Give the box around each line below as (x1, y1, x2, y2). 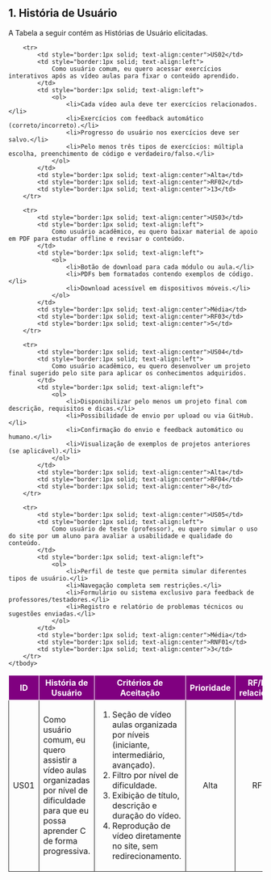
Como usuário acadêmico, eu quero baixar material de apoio (51, 227, 258, 235)
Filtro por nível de (112, 769, 179, 781)
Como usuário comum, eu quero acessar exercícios (51, 65, 222, 73)
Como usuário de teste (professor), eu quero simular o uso (51, 525, 258, 533)
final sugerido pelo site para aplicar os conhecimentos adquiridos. (8, 369, 248, 377)
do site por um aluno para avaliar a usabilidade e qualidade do (8, 531, 232, 540)
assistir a (43, 754, 77, 765)
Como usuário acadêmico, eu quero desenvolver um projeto (51, 362, 251, 370)
